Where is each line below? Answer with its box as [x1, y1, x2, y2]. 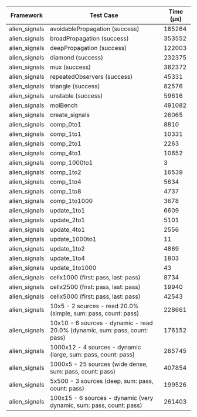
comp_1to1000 [49, 197, 93, 205]
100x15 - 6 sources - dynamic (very [49, 394, 154, 402]
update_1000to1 [49, 235, 97, 243]
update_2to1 [49, 216, 85, 224]
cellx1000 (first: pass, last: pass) [49, 273, 141, 281]
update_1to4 [49, 254, 85, 262]
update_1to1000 [49, 264, 97, 272]
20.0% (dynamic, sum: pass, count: [49, 326, 148, 334]
